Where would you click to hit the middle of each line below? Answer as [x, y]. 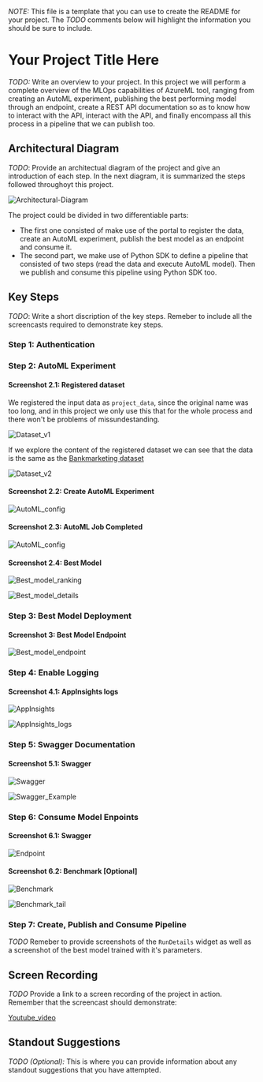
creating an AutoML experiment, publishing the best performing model [122, 99]
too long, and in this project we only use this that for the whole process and [131, 410]
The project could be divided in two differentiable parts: [98, 215]
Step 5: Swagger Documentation [72, 745]
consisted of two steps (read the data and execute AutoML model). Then [137, 264]
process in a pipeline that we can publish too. [81, 124]
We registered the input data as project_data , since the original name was [128, 402]
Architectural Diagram [64, 149]
